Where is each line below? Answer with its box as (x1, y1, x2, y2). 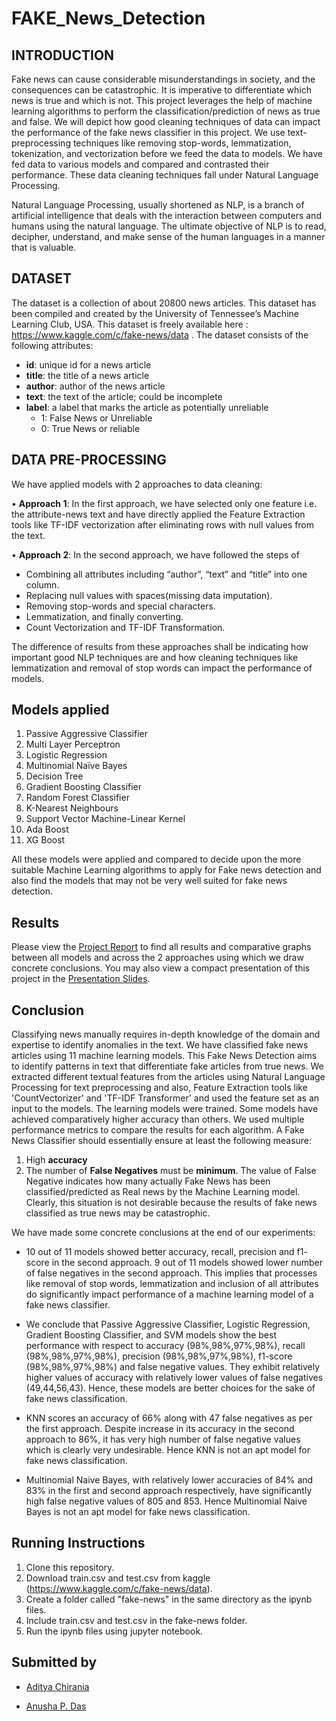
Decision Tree (25, 770, 84, 782)
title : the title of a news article (25, 369, 150, 381)
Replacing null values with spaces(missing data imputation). (25, 589, 273, 601)
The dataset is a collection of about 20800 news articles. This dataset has (11, 297, 317, 309)
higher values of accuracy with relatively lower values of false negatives (25, 1372, 324, 1384)
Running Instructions (11, 1535, 146, 1552)
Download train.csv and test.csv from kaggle (25, 1572, 211, 1584)
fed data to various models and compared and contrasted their (11, 158, 270, 170)
